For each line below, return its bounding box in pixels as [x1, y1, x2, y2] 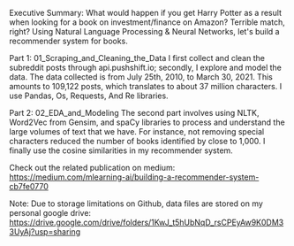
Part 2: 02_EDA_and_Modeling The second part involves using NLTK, [9, 108, 260, 118]
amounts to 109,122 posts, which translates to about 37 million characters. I [9, 81, 283, 91]
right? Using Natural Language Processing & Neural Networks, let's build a [9, 27, 280, 36]
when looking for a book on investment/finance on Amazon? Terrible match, [9, 17, 285, 27]
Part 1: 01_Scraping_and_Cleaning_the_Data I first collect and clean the [9, 53, 265, 63]
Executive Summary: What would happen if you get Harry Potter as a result [9, 8, 283, 18]
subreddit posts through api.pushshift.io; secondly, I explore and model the [9, 62, 283, 73]
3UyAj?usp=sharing [9, 227, 81, 237]
